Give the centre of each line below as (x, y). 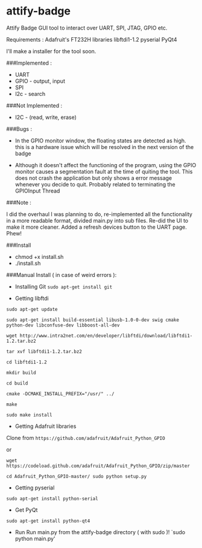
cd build (17, 383)
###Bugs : (19, 129)
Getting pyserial (35, 488)
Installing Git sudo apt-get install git (64, 286)
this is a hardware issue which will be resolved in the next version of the (104, 147)
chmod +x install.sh (39, 256)
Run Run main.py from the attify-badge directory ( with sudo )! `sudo (100, 532)
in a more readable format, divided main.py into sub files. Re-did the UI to (97, 220)
